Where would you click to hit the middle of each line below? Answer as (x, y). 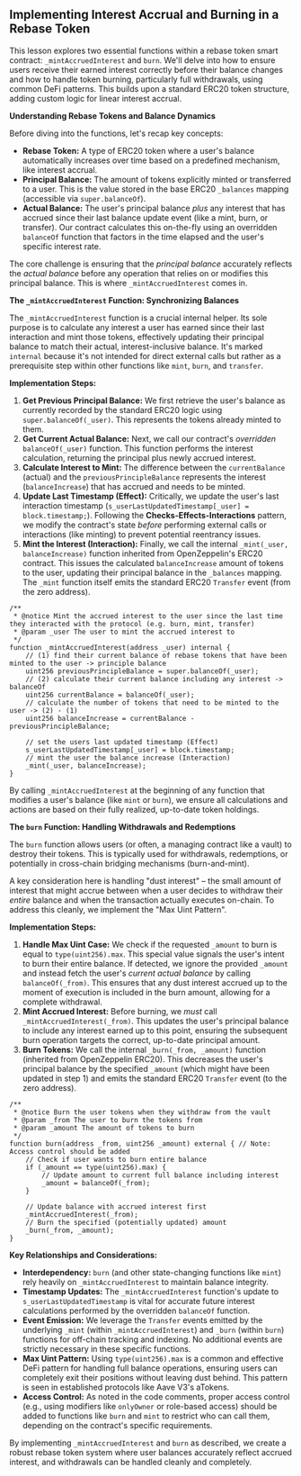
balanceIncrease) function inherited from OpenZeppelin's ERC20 (142, 553)
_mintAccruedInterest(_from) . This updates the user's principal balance (155, 1021)
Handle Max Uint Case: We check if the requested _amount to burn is (150, 944)
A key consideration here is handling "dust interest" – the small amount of (145, 880)
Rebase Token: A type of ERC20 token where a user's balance (138, 150)
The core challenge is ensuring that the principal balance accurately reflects (151, 264)
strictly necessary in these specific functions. (106, 1348)
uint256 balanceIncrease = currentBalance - (110, 718)
